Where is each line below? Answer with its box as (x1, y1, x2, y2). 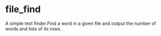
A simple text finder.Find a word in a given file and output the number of (5, 20, 156, 26)
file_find (5, 4, 41, 15)
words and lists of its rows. (5, 25, 62, 31)
